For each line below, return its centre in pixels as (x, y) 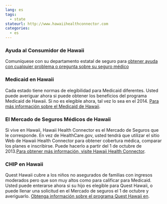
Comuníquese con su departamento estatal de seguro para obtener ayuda (81, 61)
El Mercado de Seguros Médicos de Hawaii (58, 119)
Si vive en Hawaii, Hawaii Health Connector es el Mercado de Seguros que (82, 130)
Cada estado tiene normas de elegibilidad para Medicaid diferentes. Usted (82, 90)
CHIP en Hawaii (24, 164)
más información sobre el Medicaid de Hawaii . (53, 106)
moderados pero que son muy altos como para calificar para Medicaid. (78, 181)
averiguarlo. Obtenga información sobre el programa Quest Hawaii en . (77, 196)
